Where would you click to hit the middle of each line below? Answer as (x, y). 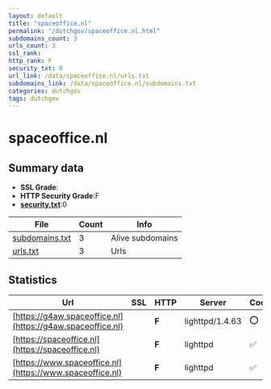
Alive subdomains (145, 238)
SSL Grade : (39, 187)
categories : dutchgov (45, 91)
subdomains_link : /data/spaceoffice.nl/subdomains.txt (102, 83)
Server (213, 303)
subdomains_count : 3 (43, 38)
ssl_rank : (25, 53)
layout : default (35, 16)
